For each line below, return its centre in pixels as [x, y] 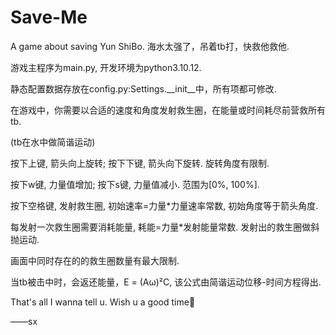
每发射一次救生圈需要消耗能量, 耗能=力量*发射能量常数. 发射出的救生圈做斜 [165, 227]
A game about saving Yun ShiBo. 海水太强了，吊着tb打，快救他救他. [150, 46]
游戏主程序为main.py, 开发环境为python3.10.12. [106, 67]
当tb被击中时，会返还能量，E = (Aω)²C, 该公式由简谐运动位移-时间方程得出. [166, 282]
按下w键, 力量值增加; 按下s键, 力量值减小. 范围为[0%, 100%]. [135, 184]
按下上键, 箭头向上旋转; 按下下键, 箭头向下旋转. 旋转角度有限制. [140, 163]
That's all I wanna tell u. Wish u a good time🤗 [103, 302]
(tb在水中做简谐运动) [53, 142]
